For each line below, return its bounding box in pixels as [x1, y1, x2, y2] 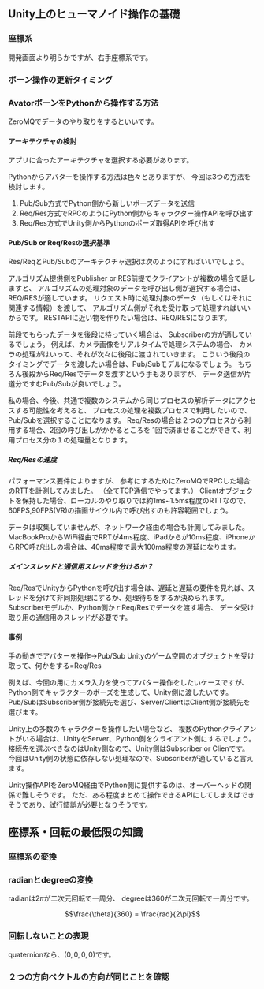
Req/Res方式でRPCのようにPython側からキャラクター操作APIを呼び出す [19, 208, 254, 218]
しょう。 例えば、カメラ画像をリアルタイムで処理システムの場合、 [21, 340, 238, 349]
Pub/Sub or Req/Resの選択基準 [8, 237, 110, 247]
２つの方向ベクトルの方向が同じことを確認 [8, 972, 170, 983]
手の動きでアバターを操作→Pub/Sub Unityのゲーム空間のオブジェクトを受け [8, 651, 255, 661]
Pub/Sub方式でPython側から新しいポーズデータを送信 [19, 199, 195, 208]
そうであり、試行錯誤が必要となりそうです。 [8, 800, 152, 810]
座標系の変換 [8, 851, 58, 862]
